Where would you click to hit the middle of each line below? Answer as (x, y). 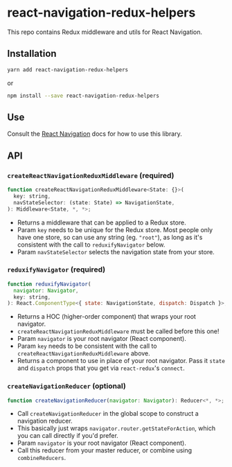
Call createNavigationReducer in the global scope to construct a (108, 414)
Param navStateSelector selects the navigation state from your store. (116, 252)
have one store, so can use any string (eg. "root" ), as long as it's (110, 237)
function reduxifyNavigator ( (49, 284)
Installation (32, 54)
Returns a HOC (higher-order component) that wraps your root (106, 317)
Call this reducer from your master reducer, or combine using (105, 450)
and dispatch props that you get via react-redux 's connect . (101, 368)
